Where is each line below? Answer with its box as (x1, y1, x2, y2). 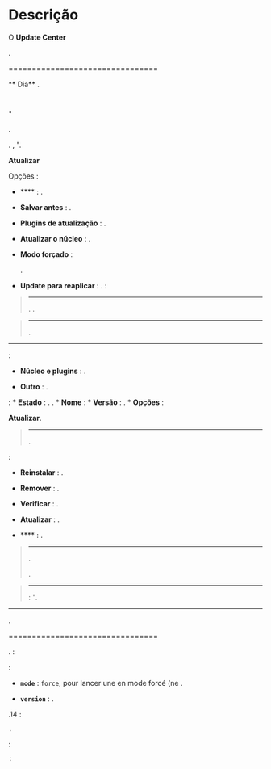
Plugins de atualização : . (19, 218, 106, 228)
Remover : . (19, 483, 60, 493)
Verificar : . (19, 498, 59, 508)
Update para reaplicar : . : (19, 280, 107, 290)
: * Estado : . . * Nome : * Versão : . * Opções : (8, 397, 164, 407)
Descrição (8, 6, 79, 24)
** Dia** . (8, 79, 40, 89)
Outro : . (19, 381, 48, 391)
